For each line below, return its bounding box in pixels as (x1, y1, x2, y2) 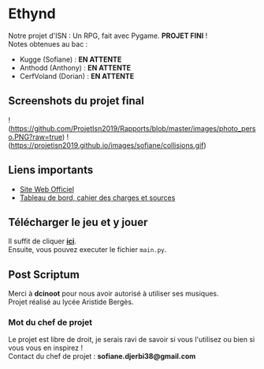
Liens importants (8, 164, 94, 177)
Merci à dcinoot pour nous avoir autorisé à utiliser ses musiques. (8, 289, 219, 299)
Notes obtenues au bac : (8, 39, 88, 48)
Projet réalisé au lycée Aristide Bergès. (8, 297, 134, 307)
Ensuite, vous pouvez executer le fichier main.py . (8, 245, 167, 254)
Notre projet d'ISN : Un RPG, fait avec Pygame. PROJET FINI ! (8, 31, 208, 40)
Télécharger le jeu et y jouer (8, 215, 148, 229)
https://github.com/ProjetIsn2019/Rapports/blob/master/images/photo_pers (10, 123, 256, 133)
